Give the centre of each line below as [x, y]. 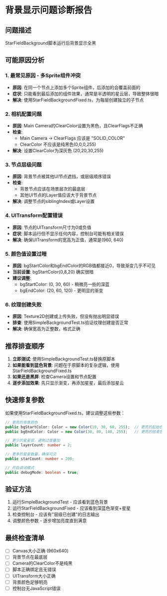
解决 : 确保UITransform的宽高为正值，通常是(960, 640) [68, 240]
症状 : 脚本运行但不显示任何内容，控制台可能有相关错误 [68, 233]
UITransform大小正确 [34, 576]
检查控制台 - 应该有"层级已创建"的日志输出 [56, 514]
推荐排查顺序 [25, 346]
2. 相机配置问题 [24, 114]
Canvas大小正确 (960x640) [40, 551]
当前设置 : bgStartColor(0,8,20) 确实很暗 [53, 272]
